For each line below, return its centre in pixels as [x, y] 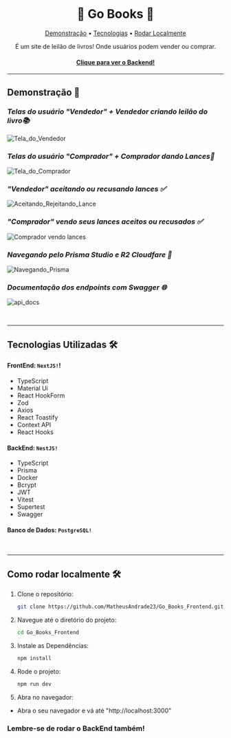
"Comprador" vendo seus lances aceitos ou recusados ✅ [105, 221]
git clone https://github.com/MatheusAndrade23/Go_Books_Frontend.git [120, 607]
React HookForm [41, 395]
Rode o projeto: [39, 671]
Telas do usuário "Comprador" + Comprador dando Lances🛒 [111, 156]
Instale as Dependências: [53, 645]
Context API [34, 424]
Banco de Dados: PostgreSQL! [49, 530]
